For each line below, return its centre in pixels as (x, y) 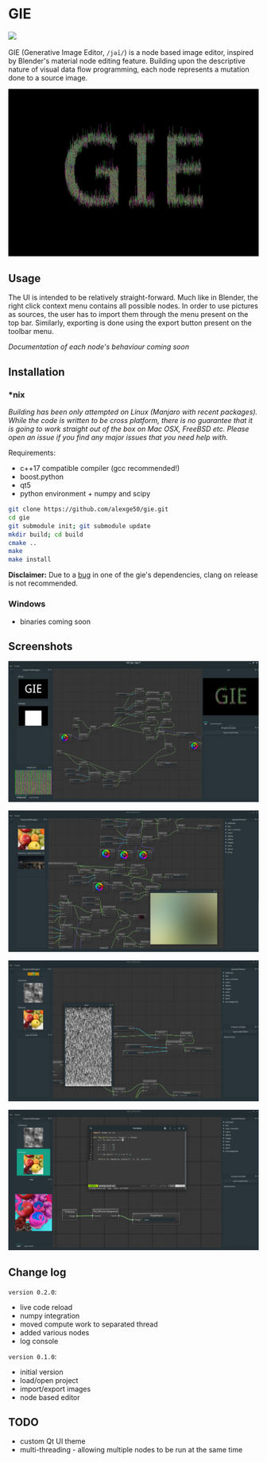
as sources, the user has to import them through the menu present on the (128, 315)
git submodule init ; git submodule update (79, 526)
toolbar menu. (31, 331)
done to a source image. (48, 77)
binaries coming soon (55, 621)
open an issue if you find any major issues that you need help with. (118, 437)
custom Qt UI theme (52, 1441)
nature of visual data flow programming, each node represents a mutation (129, 69)
